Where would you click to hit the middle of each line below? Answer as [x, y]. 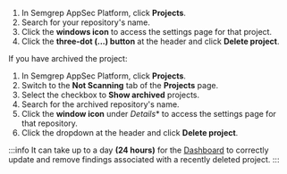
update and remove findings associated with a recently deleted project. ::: [144, 159]
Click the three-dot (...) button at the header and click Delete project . [150, 41]
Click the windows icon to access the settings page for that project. [147, 32]
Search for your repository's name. [86, 22]
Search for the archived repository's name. [100, 104]
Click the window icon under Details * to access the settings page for [148, 114]
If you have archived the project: [68, 58]
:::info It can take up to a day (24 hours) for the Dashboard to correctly [139, 150]
